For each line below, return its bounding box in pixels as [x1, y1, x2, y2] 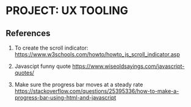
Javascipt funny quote [14, 62, 71, 70]
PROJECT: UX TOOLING [5, 4, 129, 18]
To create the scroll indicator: [14, 44, 89, 51]
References [5, 28, 51, 39]
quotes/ [14, 69, 35, 76]
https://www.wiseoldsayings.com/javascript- [72, 62, 185, 70]
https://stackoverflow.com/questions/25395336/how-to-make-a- [14, 87, 179, 95]
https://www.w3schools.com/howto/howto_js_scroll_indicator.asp [14, 51, 181, 58]
